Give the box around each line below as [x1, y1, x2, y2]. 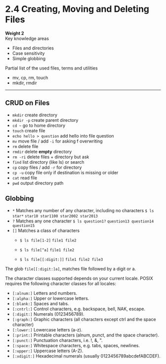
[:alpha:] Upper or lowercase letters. [12, 295, 89, 301]
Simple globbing [12, 55, 46, 61]
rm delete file [12, 143, 39, 149]
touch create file [12, 127, 45, 134]
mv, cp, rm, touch [12, 74, 48, 80]
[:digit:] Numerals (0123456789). [12, 311, 85, 317]
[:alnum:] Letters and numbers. [12, 290, 78, 296]
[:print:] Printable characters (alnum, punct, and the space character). [12, 332, 159, 338]
